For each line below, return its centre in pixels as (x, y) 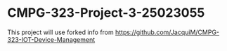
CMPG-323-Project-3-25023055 (106, 13)
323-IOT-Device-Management (51, 39)
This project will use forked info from (60, 32)
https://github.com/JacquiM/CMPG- (167, 32)
